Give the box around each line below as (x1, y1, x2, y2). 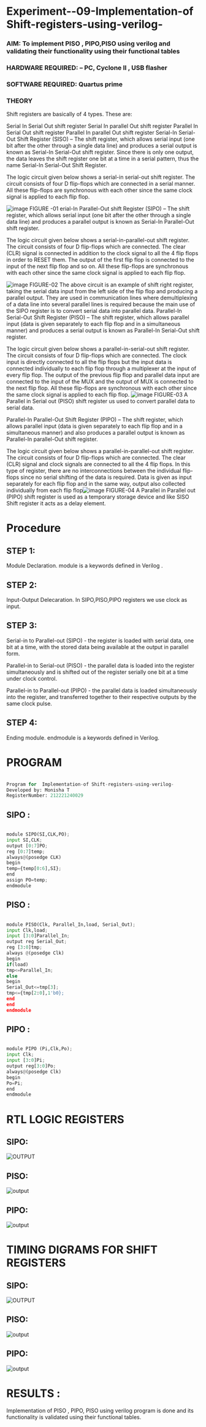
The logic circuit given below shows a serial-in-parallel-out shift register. (6, 237, 190, 244)
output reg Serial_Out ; (6, 939, 67, 945)
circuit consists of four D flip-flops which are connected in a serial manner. (6, 180, 196, 188)
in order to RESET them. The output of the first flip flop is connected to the (6, 256, 194, 264)
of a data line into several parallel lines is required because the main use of (6, 301, 196, 308)
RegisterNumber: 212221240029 (6, 793, 84, 799)
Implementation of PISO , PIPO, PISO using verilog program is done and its (6, 1407, 194, 1414)
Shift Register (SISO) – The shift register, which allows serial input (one (17, 135, 195, 143)
